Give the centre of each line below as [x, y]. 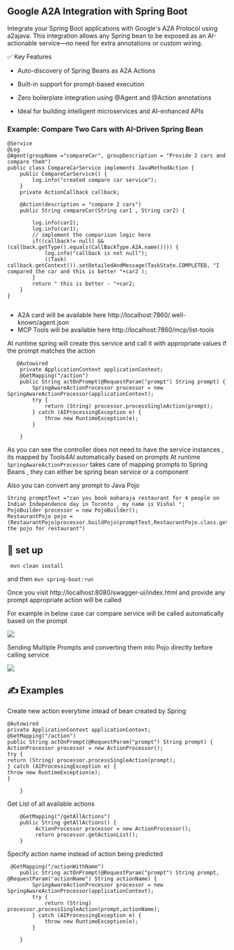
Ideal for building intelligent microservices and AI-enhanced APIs [110, 111]
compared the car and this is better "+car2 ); [78, 272]
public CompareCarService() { [64, 174]
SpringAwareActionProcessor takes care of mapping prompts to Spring [108, 465]
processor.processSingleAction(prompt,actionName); [84, 909]
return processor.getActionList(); [87, 835]
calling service [28, 654]
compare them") [29, 162]
